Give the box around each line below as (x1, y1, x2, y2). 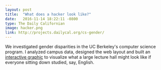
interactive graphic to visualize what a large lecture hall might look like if (5, 54, 151, 60)
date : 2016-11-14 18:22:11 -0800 (5, 16, 78, 21)
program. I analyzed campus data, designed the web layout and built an (5, 49, 151, 55)
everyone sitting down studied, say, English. (5, 60, 95, 65)
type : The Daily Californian (5, 21, 65, 26)
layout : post (5, 7, 32, 12)
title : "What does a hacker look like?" (5, 12, 92, 17)
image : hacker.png (5, 26, 43, 31)
